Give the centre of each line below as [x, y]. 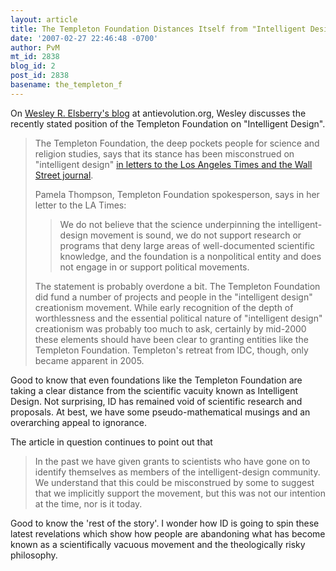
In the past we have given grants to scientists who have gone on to [172, 461]
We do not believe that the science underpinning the [167, 224]
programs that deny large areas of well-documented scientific [187, 245]
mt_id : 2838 [35, 57]
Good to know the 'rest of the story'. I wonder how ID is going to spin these [165, 523]
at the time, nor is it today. [88, 503]
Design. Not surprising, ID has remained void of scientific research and [156, 401]
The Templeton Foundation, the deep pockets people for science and [177, 143]
